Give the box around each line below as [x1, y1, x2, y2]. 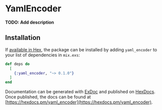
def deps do [5, 61, 30, 67]
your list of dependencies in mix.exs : [5, 52, 80, 58]
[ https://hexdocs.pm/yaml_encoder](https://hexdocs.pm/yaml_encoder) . [5, 99, 153, 105]
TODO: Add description [5, 19, 54, 25]
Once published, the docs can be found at [5, 94, 91, 100]
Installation [5, 34, 41, 42]
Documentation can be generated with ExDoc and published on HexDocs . [5, 89, 156, 95]
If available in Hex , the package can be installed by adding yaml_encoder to [5, 46, 158, 52]
